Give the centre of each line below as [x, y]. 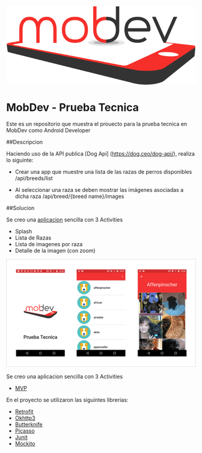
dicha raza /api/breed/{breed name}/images [69, 197]
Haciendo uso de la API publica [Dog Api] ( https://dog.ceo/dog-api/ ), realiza [101, 154]
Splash [23, 232]
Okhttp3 [25, 418]
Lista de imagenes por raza [49, 244]
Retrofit [24, 411]
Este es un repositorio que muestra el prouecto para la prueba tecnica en [97, 124]
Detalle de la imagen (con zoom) [55, 251]
